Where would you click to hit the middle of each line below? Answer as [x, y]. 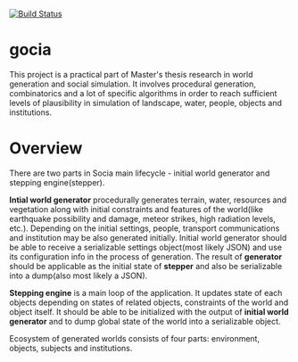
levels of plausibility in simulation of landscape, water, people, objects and [146, 103]
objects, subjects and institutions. [71, 348]
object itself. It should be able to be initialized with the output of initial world [149, 311]
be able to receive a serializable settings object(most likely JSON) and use [146, 247]
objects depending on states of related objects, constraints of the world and [149, 302]
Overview [46, 148]
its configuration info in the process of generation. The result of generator [146, 256]
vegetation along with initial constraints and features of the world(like [136, 209]
